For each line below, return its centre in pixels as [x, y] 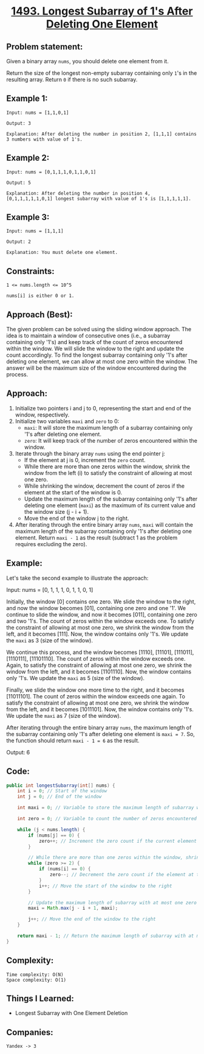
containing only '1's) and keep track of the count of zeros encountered [94, 342]
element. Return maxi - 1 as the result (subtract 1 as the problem [96, 538]
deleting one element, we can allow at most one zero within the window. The [102, 362]
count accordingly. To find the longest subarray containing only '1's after [97, 355]
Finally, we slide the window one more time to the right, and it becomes [95, 690]
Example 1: [27, 99]
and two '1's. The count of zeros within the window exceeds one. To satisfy [100, 621]
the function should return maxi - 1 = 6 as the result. [73, 740]
